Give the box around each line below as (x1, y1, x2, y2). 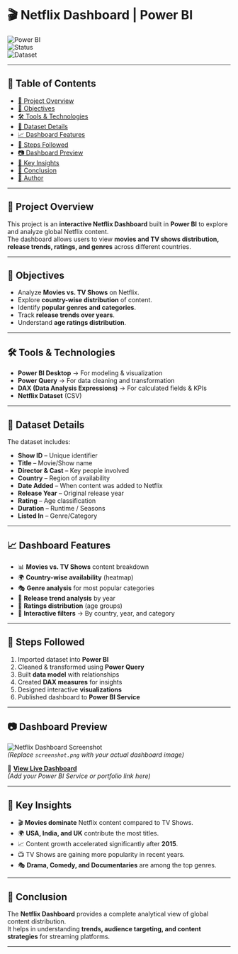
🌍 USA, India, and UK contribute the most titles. (17, 829, 159, 838)
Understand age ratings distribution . (17, 318, 127, 327)
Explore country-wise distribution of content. (17, 296, 152, 304)
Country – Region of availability (17, 474, 110, 482)
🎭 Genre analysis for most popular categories (17, 584, 154, 592)
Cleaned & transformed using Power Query (17, 662, 144, 671)
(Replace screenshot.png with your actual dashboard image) (7, 750, 185, 759)
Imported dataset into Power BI (17, 655, 109, 663)
